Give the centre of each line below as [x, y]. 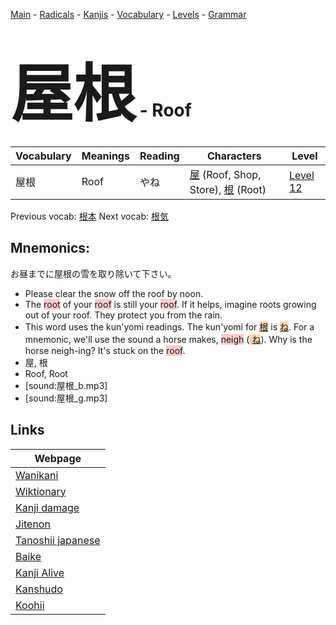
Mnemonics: [50, 248]
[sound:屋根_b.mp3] [66, 385]
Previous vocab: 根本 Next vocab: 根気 [89, 216]
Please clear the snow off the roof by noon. [114, 293]
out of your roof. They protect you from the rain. [123, 315]
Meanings [105, 156]
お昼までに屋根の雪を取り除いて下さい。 [93, 273]
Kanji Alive [40, 572]
